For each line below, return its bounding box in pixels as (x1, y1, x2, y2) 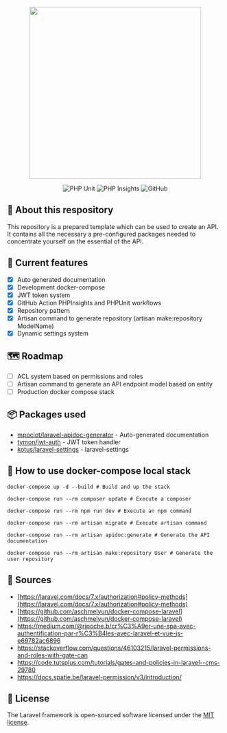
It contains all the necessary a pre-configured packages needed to (7, 230, 196, 238)
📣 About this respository (7, 204, 114, 216)
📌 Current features (7, 257, 88, 269)
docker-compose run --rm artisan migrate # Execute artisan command (7, 519, 207, 526)
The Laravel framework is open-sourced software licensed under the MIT (7, 711, 215, 719)
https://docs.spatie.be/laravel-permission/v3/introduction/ (16, 672, 182, 681)
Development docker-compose (16, 283, 105, 292)
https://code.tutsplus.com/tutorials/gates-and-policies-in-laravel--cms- (16, 658, 221, 666)
